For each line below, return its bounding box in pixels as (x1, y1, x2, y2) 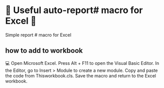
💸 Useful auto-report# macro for (5, 5, 143, 16)
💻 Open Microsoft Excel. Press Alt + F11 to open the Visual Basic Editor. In (5, 60, 159, 66)
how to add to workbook (5, 46, 83, 55)
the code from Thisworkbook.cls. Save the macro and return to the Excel (5, 72, 156, 78)
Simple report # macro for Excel (5, 32, 72, 38)
